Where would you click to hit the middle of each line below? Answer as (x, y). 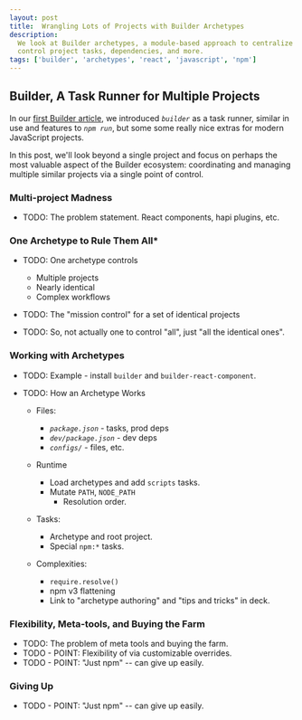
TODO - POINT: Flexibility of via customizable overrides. (127, 653)
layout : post (34, 18)
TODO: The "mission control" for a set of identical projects (131, 315)
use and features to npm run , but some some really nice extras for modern (147, 128)
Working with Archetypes (67, 355)
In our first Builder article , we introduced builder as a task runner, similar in (149, 118)
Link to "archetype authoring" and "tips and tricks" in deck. (160, 600)
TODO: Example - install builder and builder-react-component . (139, 375)
